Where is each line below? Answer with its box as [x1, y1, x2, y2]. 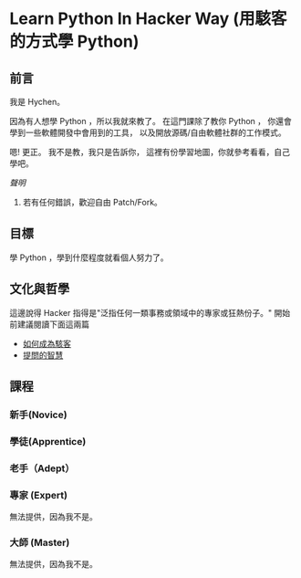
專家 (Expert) [9, 489, 68, 501]
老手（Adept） [9, 462, 75, 475]
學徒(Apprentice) [9, 435, 87, 447]
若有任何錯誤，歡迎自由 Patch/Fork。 [22, 197, 162, 207]
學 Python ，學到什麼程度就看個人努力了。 [9, 252, 169, 263]
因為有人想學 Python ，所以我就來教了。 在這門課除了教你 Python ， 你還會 [9, 116, 292, 126]
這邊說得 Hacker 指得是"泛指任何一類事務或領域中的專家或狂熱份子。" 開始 [9, 307, 290, 318]
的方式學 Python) [9, 31, 140, 52]
